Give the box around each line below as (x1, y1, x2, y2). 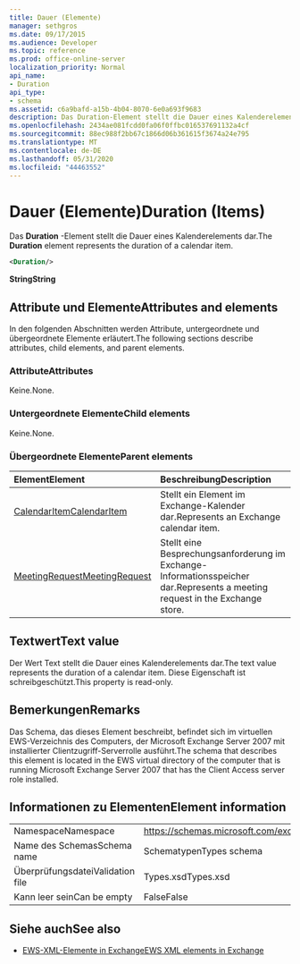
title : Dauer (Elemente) (9, 13, 102, 22)
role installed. (9, 774, 60, 784)
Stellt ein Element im (160, 488, 246, 501)
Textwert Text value (9, 634, 120, 649)
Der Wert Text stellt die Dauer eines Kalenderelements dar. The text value (9, 657, 277, 668)
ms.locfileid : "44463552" (9, 163, 105, 172)
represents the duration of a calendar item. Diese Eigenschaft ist (9, 667, 246, 678)
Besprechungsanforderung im (160, 547, 286, 560)
